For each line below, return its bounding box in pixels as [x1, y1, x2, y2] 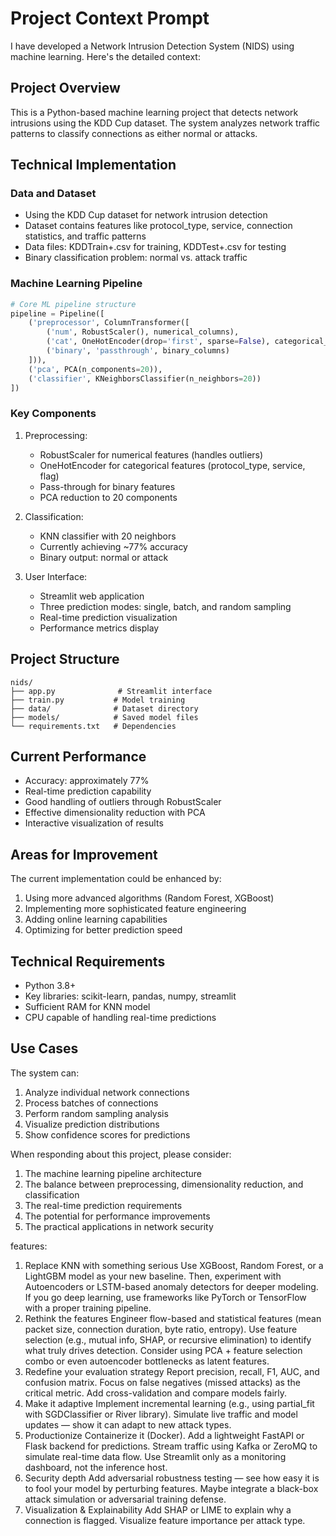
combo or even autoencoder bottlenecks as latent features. [24, 1355, 270, 1367]
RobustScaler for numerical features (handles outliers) [39, 448, 264, 461]
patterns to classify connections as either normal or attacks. [10, 127, 258, 139]
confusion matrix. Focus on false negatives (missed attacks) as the [24, 1376, 301, 1388]
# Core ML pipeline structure [10, 299, 137, 309]
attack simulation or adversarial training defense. [24, 1493, 227, 1505]
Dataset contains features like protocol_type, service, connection [24, 220, 293, 232]
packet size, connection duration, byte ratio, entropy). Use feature [24, 1323, 298, 1335]
